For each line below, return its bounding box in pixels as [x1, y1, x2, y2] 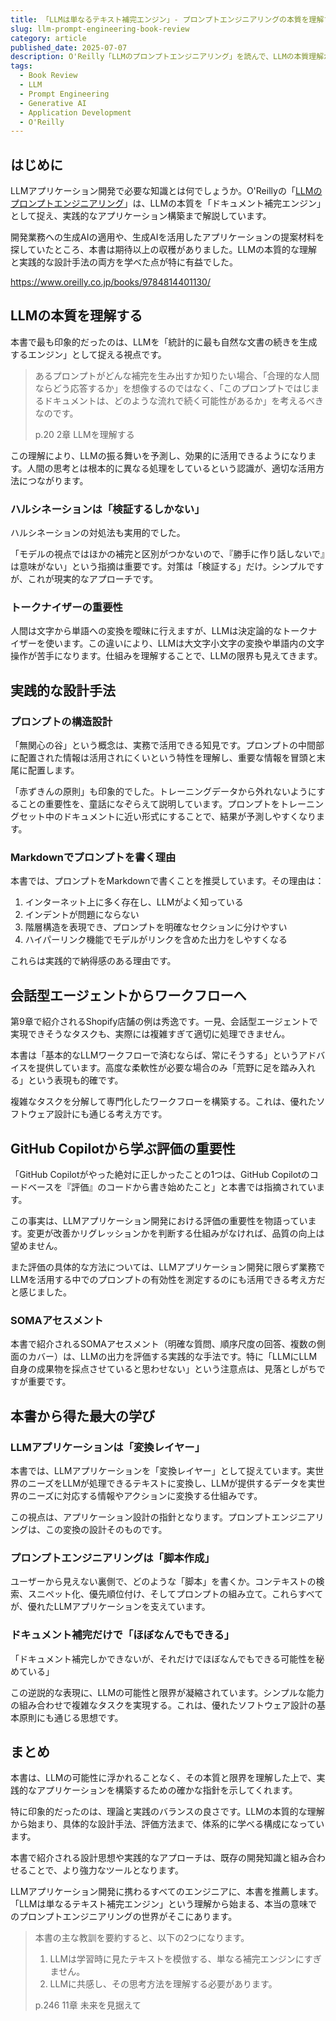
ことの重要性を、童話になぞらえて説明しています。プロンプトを [18, 798, 280, 810]
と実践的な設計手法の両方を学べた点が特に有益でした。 [10, 256, 238, 268]
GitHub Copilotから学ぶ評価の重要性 [10, 1140, 236, 1157]
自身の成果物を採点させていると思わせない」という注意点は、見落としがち [10, 1363, 317, 1375]
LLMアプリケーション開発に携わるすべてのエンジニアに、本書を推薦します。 [10, 1886, 324, 1898]
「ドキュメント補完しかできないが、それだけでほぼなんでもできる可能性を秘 [10, 1652, 325, 1665]
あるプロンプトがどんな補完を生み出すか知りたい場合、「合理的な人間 [34, 369, 320, 381]
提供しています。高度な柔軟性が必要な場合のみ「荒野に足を [36, 1062, 281, 1074]
